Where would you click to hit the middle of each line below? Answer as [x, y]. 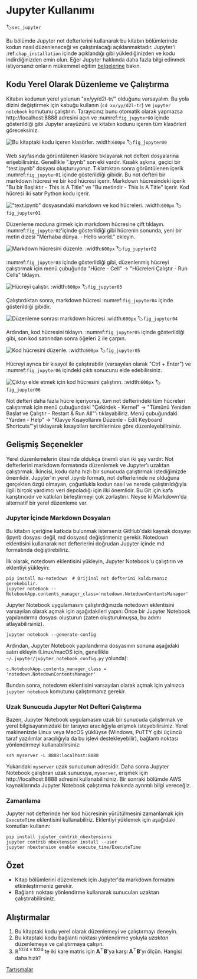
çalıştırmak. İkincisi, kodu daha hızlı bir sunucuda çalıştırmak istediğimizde [96, 471]
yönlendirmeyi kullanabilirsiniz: [43, 745]
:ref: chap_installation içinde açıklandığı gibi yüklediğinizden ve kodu [91, 53]
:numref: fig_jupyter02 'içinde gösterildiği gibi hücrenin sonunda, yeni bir [94, 230]
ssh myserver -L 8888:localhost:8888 [52, 756]
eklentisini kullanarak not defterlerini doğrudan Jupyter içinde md [85, 543]
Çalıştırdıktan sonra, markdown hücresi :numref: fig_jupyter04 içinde [90, 300]
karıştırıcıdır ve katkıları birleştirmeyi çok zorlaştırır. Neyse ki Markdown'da [96, 496]
